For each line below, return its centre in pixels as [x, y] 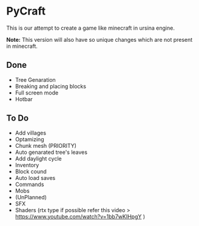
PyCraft [26, 11]
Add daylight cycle [38, 158]
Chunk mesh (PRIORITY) [46, 145]
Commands [29, 184]
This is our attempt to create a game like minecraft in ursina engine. [90, 28]
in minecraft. [22, 46]
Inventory [27, 165]
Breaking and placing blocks [51, 86]
